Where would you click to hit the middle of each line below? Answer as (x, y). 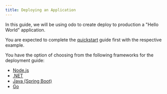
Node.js (21, 70)
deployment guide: (25, 60)
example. (15, 45)
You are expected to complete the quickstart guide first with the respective (83, 40)
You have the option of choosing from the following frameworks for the (79, 55)
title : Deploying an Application (41, 10)
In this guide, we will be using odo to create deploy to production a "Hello (82, 24)
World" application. (25, 30)
